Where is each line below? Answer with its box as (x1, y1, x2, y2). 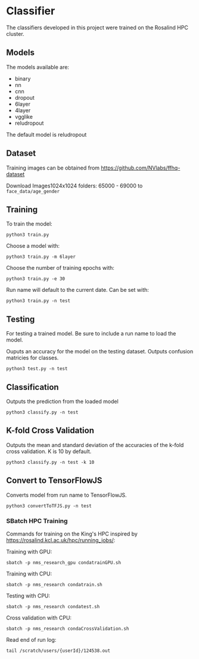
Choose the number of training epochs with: (6, 264, 115, 272)
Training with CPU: (6, 570, 52, 577)
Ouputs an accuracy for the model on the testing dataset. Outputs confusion (6, 348, 194, 355)
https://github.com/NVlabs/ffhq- (101, 164, 181, 171)
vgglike (14, 113, 33, 120)
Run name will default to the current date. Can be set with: (6, 287, 149, 294)
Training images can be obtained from (6, 164, 100, 171)
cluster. (6, 30, 25, 37)
